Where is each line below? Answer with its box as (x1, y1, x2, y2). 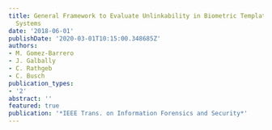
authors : (8, 42, 38, 50)
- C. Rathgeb (8, 65, 53, 73)
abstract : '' (8, 94, 53, 103)
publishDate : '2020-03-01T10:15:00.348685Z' (8, 34, 161, 43)
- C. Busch (8, 72, 45, 80)
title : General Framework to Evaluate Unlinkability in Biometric (8, 11, 237, 20)
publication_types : (8, 79, 74, 87)
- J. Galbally (8, 57, 57, 65)
